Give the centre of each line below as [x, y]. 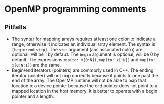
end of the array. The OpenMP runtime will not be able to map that [79, 80]
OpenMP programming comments [75, 9]
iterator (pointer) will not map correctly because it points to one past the [85, 75]
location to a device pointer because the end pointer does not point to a [84, 86]
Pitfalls [16, 27]
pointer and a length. [33, 96]
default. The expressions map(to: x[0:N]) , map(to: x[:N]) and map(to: [83, 60]
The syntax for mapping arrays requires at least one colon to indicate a [83, 39]
